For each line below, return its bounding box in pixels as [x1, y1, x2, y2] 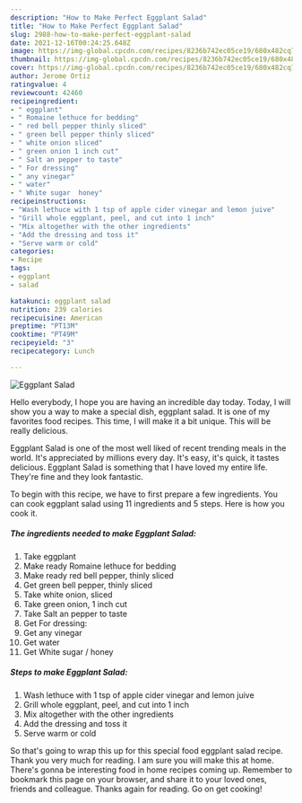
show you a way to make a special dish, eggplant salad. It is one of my [10, 406, 270, 417]
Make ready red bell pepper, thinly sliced [22, 569, 174, 580]
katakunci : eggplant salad [10, 296, 111, 305]
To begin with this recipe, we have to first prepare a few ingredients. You [10, 489, 279, 499]
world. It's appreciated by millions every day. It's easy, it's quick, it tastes [10, 452, 280, 463]
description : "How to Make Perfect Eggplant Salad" [10, 13, 207, 22]
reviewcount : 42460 [10, 88, 83, 97]
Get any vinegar [22, 627, 83, 638]
